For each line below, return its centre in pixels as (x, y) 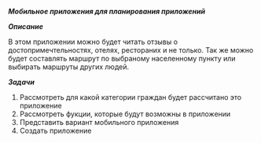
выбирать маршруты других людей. (69, 67)
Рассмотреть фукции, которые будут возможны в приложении (125, 114)
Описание (26, 26)
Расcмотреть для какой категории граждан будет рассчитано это (130, 97)
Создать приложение (55, 130)
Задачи (22, 82)
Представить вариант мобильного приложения (99, 122)
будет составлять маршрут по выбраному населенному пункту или (122, 59)
